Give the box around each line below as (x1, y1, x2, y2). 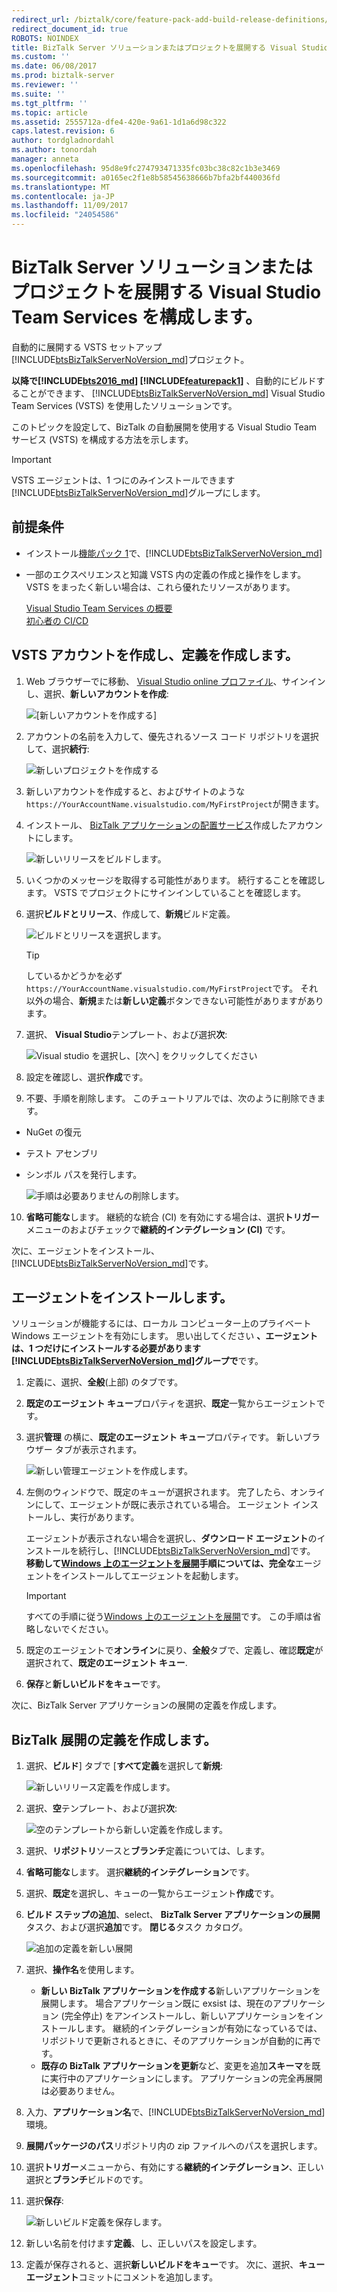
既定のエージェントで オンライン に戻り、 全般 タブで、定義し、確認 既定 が (25, 1644, 324, 1656)
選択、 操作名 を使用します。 (25, 1964, 140, 1976)
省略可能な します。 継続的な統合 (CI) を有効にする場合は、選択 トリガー (25, 1211, 320, 1223)
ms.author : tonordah (11, 145, 98, 155)
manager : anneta (11, 154, 79, 164)
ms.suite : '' (11, 89, 66, 99)
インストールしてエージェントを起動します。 (60, 1570, 244, 1582)
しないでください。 (34, 1623, 114, 1635)
